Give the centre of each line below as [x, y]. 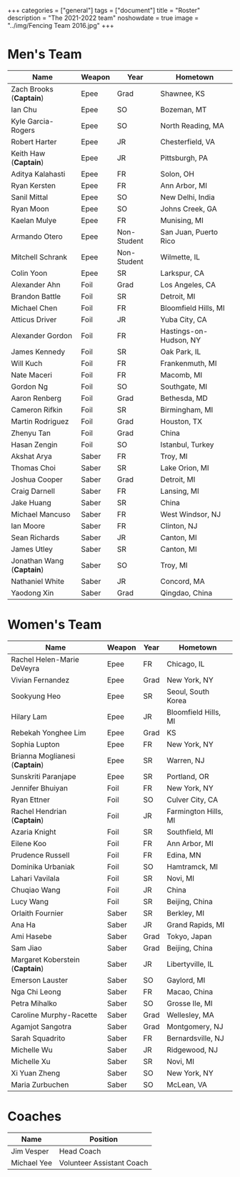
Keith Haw [28, 153]
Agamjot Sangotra [41, 1026]
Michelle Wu [32, 1050]
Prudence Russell [40, 855]
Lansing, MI [180, 491]
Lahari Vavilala [35, 878]
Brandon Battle [36, 296]
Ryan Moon [30, 209]
